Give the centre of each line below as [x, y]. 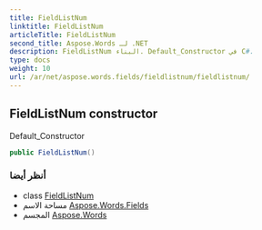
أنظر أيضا [28, 175]
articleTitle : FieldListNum [63, 35]
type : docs [30, 60]
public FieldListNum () [52, 152]
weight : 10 [30, 69]
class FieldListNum [58, 195]
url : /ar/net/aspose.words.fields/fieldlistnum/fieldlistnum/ [130, 77]
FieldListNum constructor [84, 114]
